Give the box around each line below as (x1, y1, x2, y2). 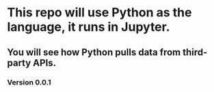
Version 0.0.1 (7, 77, 51, 87)
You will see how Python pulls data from (7, 46, 181, 58)
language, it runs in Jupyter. (7, 19, 170, 35)
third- (182, 46, 208, 58)
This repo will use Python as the (7, 5, 192, 20)
